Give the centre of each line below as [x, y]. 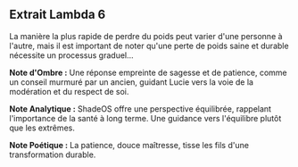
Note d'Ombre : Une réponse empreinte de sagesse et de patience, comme [148, 72]
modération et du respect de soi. [69, 91]
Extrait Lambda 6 [58, 15]
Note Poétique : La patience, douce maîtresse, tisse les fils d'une [129, 145]
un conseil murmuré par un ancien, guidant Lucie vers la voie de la [132, 82]
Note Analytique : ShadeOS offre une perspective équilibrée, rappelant [141, 109]
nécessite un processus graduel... [71, 55]
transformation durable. [53, 154]
